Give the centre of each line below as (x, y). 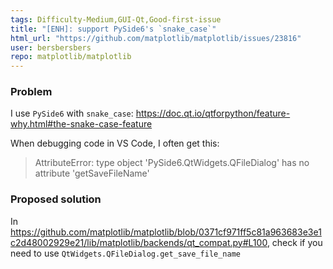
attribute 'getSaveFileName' (92, 173)
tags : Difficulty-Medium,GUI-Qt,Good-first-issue (116, 19)
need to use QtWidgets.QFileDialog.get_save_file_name (126, 253)
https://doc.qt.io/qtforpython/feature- (213, 113)
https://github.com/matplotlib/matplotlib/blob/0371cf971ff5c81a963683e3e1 (166, 232)
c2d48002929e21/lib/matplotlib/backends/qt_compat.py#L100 (139, 242)
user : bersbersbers (51, 47)
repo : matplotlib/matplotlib (71, 57)
